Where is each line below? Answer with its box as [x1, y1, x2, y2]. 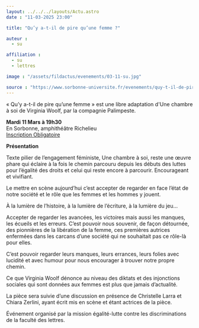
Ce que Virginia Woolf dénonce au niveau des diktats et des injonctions [6, 274, 181, 282]
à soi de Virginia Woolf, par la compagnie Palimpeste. [6, 107, 136, 114]
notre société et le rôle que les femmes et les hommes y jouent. [6, 190, 161, 198]
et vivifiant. [6, 173, 34, 180]
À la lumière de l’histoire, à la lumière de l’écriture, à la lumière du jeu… [6, 202, 178, 209]
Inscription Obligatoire [6, 131, 60, 138]
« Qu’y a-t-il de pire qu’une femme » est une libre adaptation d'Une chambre [6, 100, 193, 107]
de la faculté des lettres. [6, 316, 65, 323]
